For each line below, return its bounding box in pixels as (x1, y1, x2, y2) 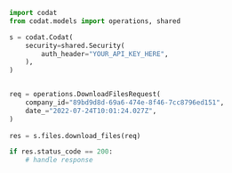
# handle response (25, 156, 93, 165)
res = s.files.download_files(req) (9, 131, 141, 140)
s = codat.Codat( (9, 32, 74, 42)
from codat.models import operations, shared (9, 16, 180, 26)
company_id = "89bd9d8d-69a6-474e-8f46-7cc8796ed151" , (25, 98, 225, 107)
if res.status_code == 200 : (9, 147, 114, 156)
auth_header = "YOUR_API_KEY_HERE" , (41, 49, 169, 58)
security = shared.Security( (25, 41, 125, 50)
